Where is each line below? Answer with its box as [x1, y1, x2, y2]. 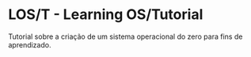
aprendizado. [8, 40, 51, 49]
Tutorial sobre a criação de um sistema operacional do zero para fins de [8, 32, 243, 41]
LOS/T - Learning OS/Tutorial [8, 6, 203, 24]
